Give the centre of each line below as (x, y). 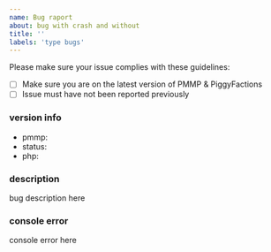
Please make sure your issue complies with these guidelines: (120, 67)
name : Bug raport (41, 17)
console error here (43, 241)
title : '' (27, 34)
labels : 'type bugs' (47, 42)
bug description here (47, 198)
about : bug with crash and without (75, 26)
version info (35, 118)
